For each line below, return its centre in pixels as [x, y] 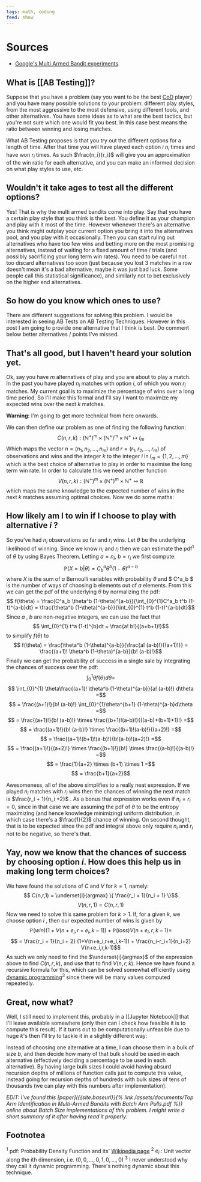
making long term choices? [58, 871]
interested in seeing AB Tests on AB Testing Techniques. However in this [96, 321]
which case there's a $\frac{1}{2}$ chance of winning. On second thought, [98, 820]
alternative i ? [32, 525]
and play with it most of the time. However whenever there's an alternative [98, 224]
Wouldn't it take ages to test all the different [90, 188]
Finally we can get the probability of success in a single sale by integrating [98, 661]
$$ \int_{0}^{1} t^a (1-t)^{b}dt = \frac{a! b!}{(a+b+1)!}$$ [101, 626]
